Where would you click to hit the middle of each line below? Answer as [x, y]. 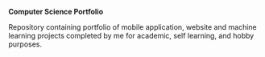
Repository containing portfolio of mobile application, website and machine [132, 27]
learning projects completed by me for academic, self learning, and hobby [131, 36]
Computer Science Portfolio [56, 12]
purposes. [25, 44]
